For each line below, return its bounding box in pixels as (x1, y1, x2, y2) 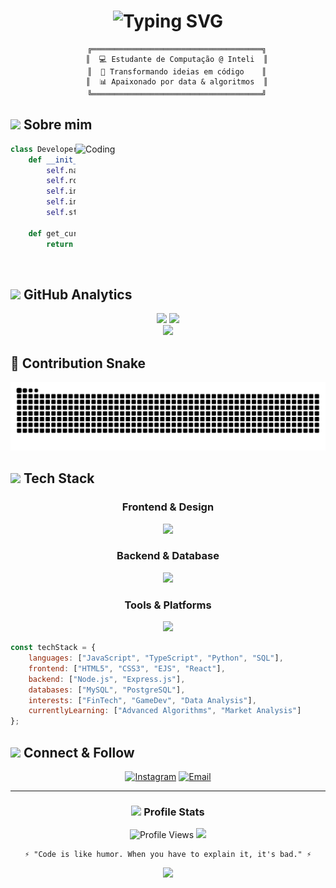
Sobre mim (23, 116, 93, 134)
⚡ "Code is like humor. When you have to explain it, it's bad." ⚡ (24, 850, 312, 860)
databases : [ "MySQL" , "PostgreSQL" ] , (28, 685, 186, 695)
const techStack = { (10, 643, 97, 653)
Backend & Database (116, 549, 220, 563)
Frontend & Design (121, 500, 215, 514)
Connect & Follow (23, 744, 135, 761)
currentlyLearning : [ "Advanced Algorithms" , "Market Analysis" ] (28, 706, 302, 716)
